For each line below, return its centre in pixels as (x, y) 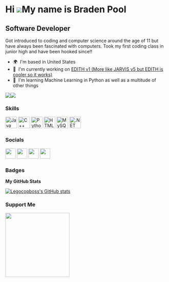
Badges (15, 170)
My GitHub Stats (23, 181)
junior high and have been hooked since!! (49, 52)
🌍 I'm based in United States (44, 62)
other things (25, 85)
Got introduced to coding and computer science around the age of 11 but (82, 41)
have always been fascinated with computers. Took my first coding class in (84, 46)
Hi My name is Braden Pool (66, 9)
